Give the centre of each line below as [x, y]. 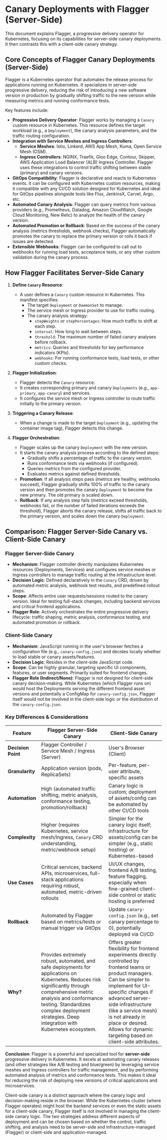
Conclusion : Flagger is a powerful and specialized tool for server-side [78, 1054]
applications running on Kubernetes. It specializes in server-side [71, 85]
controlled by [124, 961]
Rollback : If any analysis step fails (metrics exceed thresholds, [84, 500]
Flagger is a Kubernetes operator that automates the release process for [79, 79]
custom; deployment [132, 791]
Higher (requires [60, 825]
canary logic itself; [130, 825]
